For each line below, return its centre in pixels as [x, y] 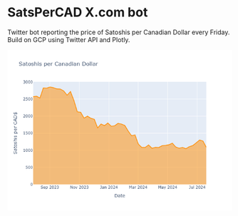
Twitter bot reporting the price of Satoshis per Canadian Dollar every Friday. [119, 32]
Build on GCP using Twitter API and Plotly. [69, 39]
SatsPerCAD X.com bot [78, 12]
